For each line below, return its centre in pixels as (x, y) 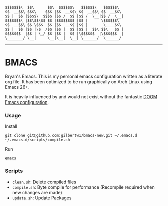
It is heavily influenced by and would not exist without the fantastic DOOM (81, 97)
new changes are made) (37, 192)
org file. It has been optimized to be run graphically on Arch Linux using (79, 82)
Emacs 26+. (17, 87)
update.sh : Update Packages (42, 198)
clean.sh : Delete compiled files (44, 182)
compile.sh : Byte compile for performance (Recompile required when (83, 187)
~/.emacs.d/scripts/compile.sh (38, 140)
